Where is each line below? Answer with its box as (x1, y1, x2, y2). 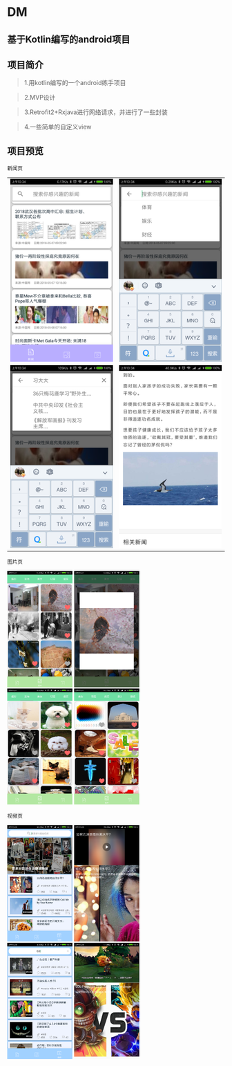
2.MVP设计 (23, 93, 56, 102)
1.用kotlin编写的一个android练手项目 (23, 79, 126, 87)
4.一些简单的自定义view (23, 122, 92, 131)
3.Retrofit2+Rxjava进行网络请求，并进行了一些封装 (23, 108, 168, 116)
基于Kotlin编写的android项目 (7, 33, 130, 45)
